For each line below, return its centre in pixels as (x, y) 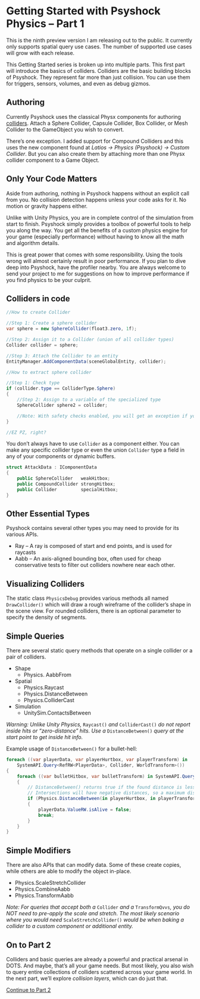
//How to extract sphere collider (49, 372)
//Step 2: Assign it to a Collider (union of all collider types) (90, 339)
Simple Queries (35, 636)
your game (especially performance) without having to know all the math (95, 237)
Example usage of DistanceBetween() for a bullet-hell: (72, 749)
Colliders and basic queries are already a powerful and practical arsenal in (97, 959)
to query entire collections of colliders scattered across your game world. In (99, 972)
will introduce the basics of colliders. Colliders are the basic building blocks (99, 71)
